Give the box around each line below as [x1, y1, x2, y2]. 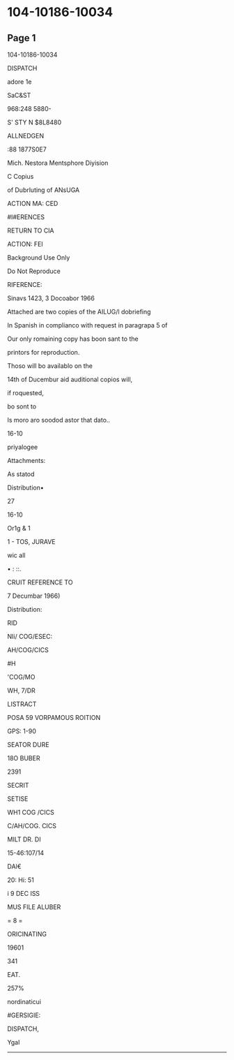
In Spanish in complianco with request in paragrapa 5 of [7, 321, 168, 329]
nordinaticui [7, 998, 42, 1006]
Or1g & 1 [7, 524, 31, 532]
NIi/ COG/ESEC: [7, 633, 53, 640]
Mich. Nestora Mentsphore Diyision [7, 159, 109, 167]
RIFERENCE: [7, 281, 43, 288]
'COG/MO [7, 673, 36, 681]
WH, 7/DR [7, 686, 36, 695]
